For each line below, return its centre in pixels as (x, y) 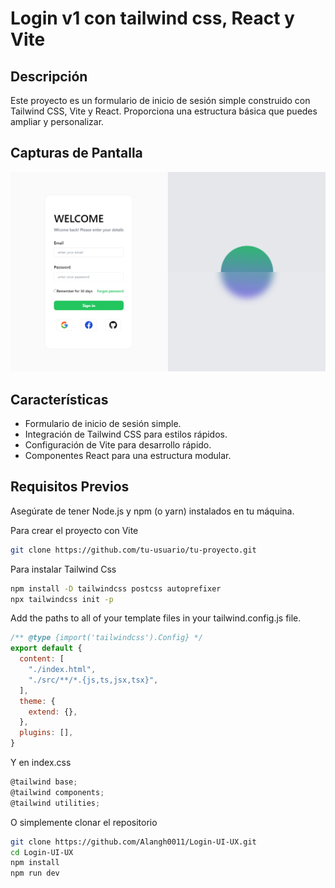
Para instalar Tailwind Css (63, 569)
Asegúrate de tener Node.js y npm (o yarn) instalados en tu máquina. (152, 511)
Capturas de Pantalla (76, 153)
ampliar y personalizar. (57, 121)
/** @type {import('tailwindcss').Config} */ (106, 638)
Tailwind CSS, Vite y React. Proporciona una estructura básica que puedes (164, 111)
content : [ (42, 659)
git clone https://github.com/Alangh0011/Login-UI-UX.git (133, 842)
